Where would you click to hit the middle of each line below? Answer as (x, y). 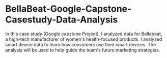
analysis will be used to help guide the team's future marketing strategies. (83, 50)
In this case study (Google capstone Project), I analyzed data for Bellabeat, (84, 34)
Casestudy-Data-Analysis (62, 20)
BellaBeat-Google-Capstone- (68, 9)
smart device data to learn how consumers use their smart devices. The (81, 44)
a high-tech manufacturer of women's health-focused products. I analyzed (84, 39)
